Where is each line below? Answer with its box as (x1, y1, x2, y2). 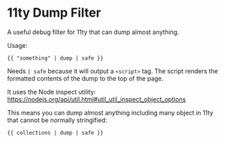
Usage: (7, 41, 28, 49)
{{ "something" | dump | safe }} (7, 54, 104, 62)
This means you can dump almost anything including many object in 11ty (7, 108, 213, 117)
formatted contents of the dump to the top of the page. (7, 74, 164, 83)
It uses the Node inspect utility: (7, 87, 96, 96)
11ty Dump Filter (7, 5, 102, 21)
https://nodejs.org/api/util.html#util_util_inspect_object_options (7, 95, 186, 103)
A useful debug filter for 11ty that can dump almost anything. (7, 28, 179, 36)
